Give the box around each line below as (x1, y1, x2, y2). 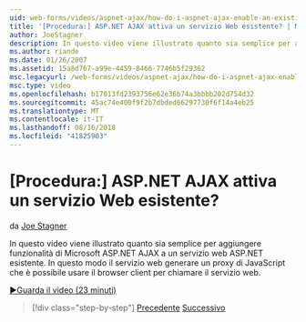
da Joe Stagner (9, 220, 67, 231)
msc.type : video (9, 81, 71, 90)
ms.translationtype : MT (9, 106, 100, 116)
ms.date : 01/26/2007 (9, 55, 88, 65)
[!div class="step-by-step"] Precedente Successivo (31, 302, 226, 313)
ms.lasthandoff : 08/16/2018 (9, 124, 117, 133)
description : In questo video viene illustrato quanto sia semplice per (9, 38, 291, 48)
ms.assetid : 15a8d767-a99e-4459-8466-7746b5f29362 (9, 65, 206, 74)
